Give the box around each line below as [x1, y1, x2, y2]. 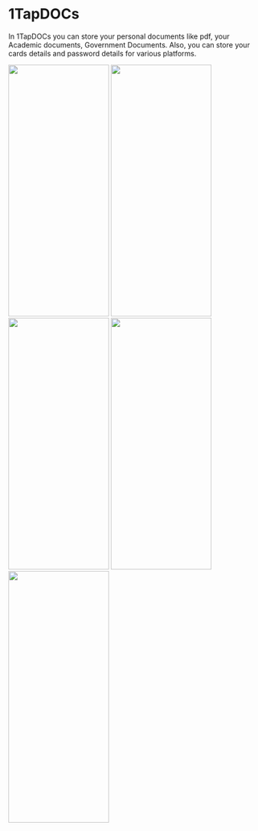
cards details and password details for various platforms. [8, 48, 197, 58]
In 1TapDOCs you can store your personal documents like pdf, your [8, 31, 230, 41]
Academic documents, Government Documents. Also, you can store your [8, 39, 251, 49]
